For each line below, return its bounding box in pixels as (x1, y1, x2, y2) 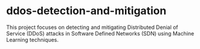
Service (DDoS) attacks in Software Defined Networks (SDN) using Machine (6, 30, 195, 37)
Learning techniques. (6, 36, 59, 43)
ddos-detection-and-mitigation (6, 4, 167, 18)
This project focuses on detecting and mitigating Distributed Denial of (6, 24, 178, 31)
